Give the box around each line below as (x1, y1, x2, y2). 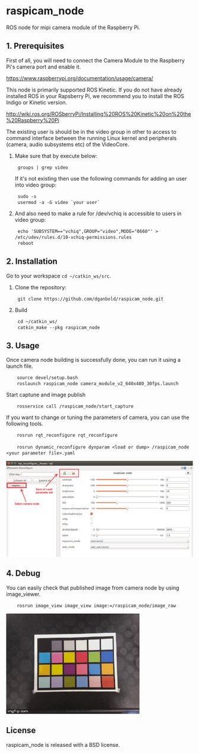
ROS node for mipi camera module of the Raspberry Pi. (6, 24, 140, 31)
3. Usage (6, 340, 40, 351)
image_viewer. (6, 590, 41, 598)
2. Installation (6, 257, 58, 267)
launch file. (6, 362, 34, 370)
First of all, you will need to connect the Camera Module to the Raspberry (6, 56, 185, 64)
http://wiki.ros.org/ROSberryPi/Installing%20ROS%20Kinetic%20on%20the (6, 110, 191, 117)
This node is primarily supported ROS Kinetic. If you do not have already (6, 86, 182, 93)
